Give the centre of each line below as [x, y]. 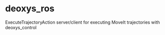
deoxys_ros [30, 9]
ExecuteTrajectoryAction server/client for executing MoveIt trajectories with [83, 22]
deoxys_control [21, 27]
